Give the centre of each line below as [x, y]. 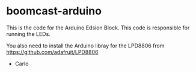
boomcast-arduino [54, 11]
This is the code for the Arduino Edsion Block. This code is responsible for [98, 28]
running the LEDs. [29, 34]
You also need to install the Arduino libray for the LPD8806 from [85, 46]
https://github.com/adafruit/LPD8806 [52, 52]
